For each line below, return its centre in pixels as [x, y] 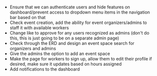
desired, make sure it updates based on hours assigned [66, 64]
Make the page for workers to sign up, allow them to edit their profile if [81, 59]
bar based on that [28, 17]
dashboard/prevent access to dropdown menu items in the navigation [80, 12]
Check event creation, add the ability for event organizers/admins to [78, 22]
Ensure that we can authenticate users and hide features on [70, 7]
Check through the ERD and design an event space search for [72, 43]
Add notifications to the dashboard [45, 69]
